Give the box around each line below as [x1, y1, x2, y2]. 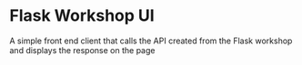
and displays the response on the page [9, 44, 156, 55]
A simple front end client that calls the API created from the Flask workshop [9, 35, 293, 46]
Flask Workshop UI [9, 5, 155, 26]
